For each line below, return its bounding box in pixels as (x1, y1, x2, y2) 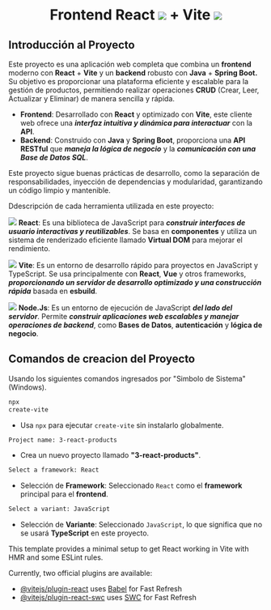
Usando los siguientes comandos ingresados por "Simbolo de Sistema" (8, 373, 247, 383)
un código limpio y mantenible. (8, 186, 111, 195)
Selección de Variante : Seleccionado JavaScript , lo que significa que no (19, 520, 263, 530)
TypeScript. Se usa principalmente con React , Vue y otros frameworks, (8, 269, 247, 279)
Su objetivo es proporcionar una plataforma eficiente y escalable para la (8, 77, 249, 86)
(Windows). (8, 382, 47, 392)
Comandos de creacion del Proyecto (8, 352, 196, 366)
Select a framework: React (8, 466, 100, 475)
